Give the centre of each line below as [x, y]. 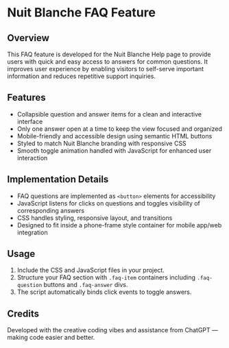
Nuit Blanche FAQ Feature [82, 13]
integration [32, 232]
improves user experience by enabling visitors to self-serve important [106, 69]
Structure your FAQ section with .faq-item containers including [106, 277]
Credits [23, 313]
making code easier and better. [51, 338]
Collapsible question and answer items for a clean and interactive [109, 114]
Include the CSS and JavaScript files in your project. [91, 270]
